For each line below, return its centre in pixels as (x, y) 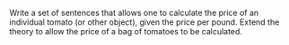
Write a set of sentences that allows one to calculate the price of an (134, 13)
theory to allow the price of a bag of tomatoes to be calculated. (126, 31)
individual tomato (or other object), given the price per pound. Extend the (144, 22)
